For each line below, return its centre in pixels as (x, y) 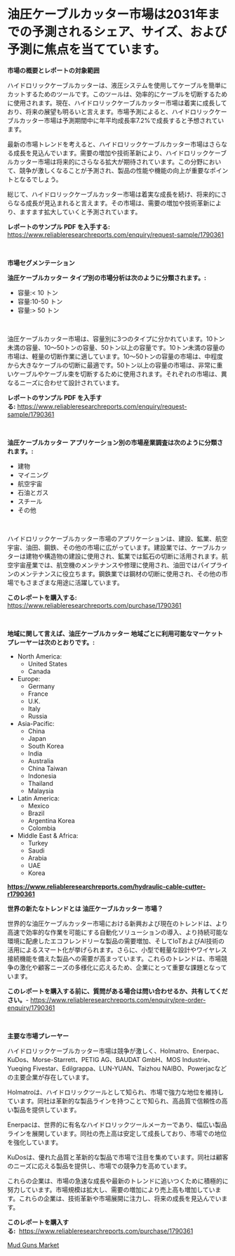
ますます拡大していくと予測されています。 (80, 212)
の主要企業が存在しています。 (50, 1077)
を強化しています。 (35, 1142)
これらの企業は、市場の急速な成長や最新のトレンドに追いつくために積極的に (118, 1181)
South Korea (46, 746)
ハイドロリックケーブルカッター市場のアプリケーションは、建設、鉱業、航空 (117, 538)
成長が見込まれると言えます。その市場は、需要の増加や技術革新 (117, 203)
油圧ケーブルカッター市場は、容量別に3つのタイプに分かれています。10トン (116, 339)
